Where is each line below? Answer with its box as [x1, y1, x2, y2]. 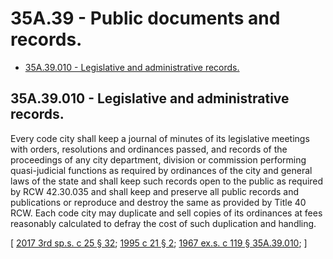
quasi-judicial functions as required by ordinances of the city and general [10, 164, 313, 176]
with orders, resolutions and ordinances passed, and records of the [10, 143, 288, 155]
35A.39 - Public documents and [10, 7, 281, 30]
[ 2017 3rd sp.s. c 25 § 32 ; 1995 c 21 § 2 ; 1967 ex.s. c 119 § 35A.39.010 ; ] [10, 237, 308, 249]
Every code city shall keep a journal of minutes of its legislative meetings [10, 132, 310, 144]
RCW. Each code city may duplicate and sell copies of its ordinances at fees [10, 207, 323, 219]
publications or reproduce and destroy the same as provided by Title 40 [10, 196, 307, 208]
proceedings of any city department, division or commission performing [10, 153, 307, 166]
